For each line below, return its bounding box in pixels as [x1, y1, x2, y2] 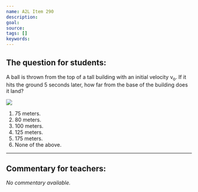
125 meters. [14, 128, 43, 135]
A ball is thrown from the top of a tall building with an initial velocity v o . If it [6, 73, 187, 82]
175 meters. [14, 135, 43, 142]
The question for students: [6, 58, 107, 68]
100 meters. [14, 122, 44, 130]
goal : [6, 19, 19, 25]
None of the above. [14, 141, 62, 148]
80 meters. [14, 116, 41, 123]
